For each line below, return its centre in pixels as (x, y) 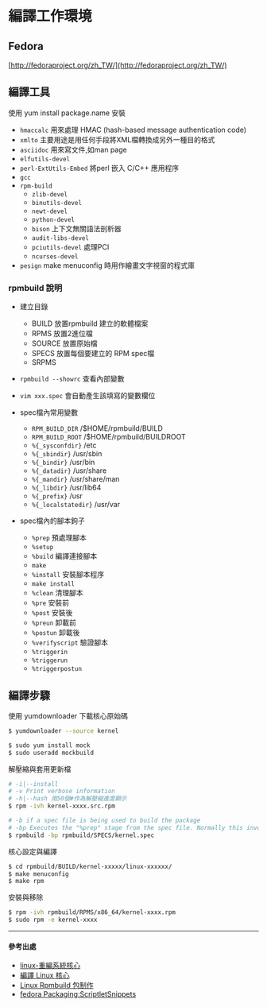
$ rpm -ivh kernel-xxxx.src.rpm (62, 806)
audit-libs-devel (60, 238)
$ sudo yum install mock (49, 745)
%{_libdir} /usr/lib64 (66, 488)
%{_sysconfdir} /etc (64, 445)
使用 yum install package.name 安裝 (67, 113)
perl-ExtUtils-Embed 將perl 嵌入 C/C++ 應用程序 (99, 168)
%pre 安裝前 (50, 603)
